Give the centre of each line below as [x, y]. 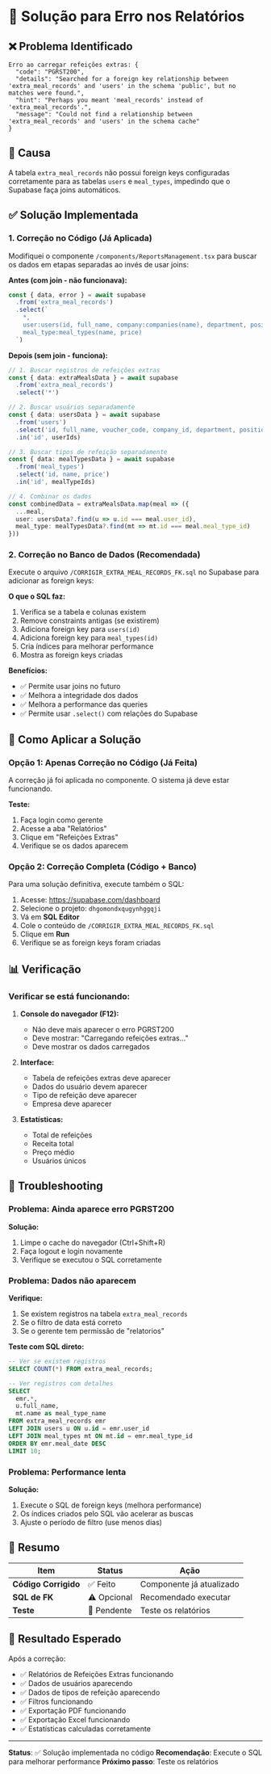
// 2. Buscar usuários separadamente [72, 407]
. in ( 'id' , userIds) [48, 437]
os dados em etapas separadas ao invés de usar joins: [99, 264]
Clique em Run [45, 934]
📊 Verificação [45, 969]
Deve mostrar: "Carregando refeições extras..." [110, 1038]
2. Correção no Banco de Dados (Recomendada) [104, 555]
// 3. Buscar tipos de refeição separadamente [88, 452]
